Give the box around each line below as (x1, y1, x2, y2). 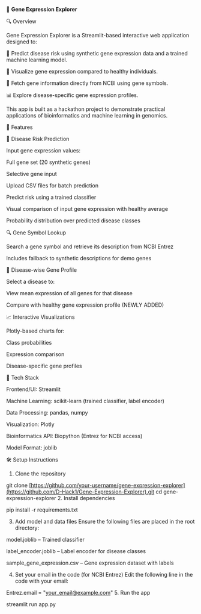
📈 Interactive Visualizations (6, 313, 75, 321)
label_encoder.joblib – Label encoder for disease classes (6, 548, 146, 554)
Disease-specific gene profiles (6, 362, 82, 369)
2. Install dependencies (57, 495, 115, 501)
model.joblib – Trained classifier (6, 536, 85, 543)
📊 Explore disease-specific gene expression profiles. (6, 92, 139, 99)
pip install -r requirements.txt (6, 506, 78, 513)
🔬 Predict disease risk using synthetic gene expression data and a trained (6, 50, 188, 57)
